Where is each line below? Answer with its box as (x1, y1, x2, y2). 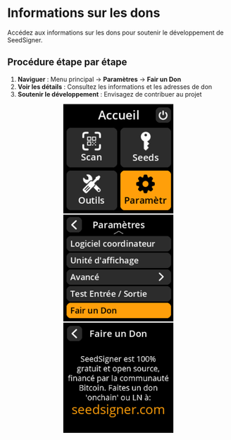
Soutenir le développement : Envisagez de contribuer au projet (17, 90, 202, 98)
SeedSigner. (7, 35, 43, 44)
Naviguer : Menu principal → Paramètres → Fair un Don (17, 75, 182, 83)
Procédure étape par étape (7, 56, 127, 68)
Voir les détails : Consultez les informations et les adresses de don (17, 82, 213, 91)
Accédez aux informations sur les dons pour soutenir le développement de (7, 28, 224, 37)
